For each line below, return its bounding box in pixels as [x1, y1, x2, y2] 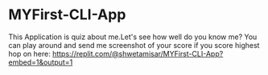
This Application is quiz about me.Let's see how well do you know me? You [8, 32, 258, 41]
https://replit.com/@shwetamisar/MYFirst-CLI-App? [52, 49, 224, 58]
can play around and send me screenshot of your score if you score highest [8, 40, 260, 49]
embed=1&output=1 [8, 57, 73, 67]
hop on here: [8, 49, 51, 58]
